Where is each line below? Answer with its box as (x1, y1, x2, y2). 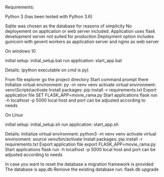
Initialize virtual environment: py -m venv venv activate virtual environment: (5, 82, 156, 88)
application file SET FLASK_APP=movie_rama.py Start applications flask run (5, 92, 158, 98)
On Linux (5, 112, 23, 118)
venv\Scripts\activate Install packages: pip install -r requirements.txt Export (5, 87, 157, 92)
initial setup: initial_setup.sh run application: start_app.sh (5, 122, 119, 127)
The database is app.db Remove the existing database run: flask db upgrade (5, 166, 159, 172)
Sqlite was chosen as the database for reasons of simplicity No (5, 23, 132, 29)
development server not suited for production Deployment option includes (5, 34, 154, 39)
